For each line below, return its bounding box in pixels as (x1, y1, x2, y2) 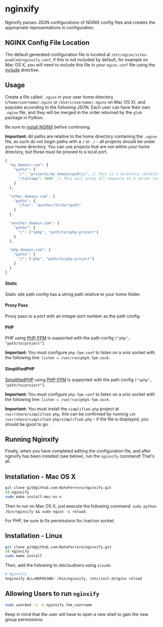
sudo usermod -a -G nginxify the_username (5, 602, 92, 607)
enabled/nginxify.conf (5, 57, 51, 63)
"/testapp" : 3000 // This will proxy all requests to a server (17, 176, 151, 181)
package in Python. (5, 114, 44, 120)
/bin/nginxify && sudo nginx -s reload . (5, 508, 87, 514)
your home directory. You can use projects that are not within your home (5, 144, 150, 149)
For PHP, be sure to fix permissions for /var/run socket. (5, 517, 115, 523)
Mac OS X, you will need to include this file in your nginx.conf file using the (5, 62, 155, 67)
